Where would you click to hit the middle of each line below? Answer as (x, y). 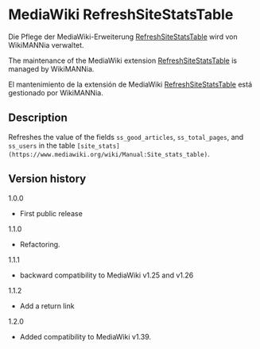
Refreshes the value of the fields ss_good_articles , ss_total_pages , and (126, 137)
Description (38, 118)
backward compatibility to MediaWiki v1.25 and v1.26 (107, 275)
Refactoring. (40, 244)
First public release (51, 213)
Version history (47, 179)
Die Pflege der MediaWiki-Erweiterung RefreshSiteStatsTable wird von (123, 37)
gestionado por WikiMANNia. (56, 92)
